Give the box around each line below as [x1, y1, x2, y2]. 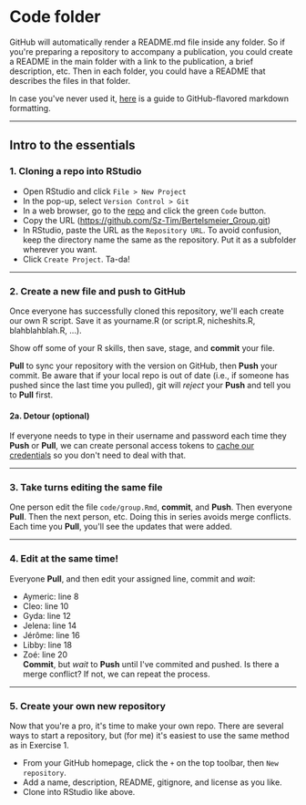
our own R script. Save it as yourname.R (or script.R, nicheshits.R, [9, 315, 256, 325]
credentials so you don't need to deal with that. [9, 449, 187, 461]
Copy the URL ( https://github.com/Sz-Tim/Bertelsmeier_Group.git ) [22, 214, 271, 225]
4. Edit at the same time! [9, 552, 118, 565]
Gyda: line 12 [22, 610, 71, 621]
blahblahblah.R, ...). [9, 325, 82, 335]
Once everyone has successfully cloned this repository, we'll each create [9, 305, 284, 316]
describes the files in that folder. [9, 75, 130, 86]
